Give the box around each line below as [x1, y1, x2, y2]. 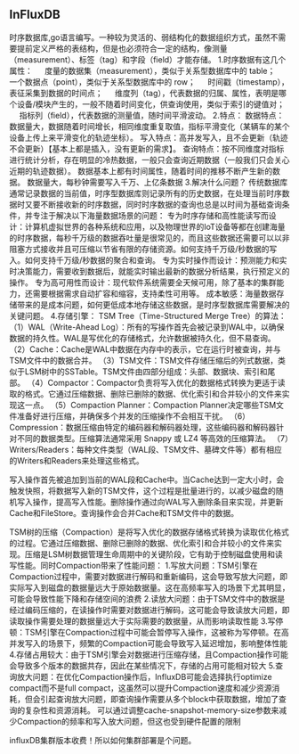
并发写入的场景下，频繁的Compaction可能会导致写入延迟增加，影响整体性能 [9, 637, 288, 649]
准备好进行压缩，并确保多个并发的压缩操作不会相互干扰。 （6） [16, 410, 251, 422]
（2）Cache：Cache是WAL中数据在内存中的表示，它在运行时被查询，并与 [9, 343, 282, 355]
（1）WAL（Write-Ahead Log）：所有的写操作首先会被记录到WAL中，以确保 [9, 321, 285, 332]
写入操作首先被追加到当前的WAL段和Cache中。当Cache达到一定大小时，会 [9, 474, 285, 485]
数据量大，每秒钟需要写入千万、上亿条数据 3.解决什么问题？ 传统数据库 [26, 176, 288, 187]
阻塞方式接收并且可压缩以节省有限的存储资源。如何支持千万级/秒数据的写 [9, 243, 278, 254]
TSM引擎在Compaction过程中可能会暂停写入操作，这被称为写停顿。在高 [24, 627, 289, 637]
